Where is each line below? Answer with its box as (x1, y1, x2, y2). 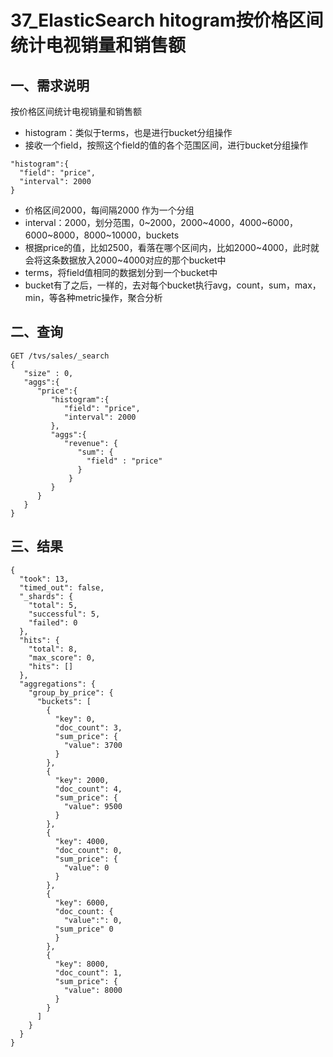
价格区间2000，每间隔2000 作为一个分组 (24, 204, 195, 216)
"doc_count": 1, (54, 967, 123, 978)
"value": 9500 (63, 801, 123, 811)
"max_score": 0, (28, 652, 97, 663)
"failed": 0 (28, 617, 78, 628)
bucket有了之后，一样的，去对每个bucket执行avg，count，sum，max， (24, 279, 322, 291)
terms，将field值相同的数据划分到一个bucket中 (24, 267, 218, 278)
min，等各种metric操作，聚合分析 (24, 292, 163, 303)
